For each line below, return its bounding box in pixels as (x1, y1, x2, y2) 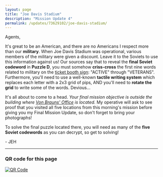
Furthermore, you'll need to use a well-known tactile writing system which (5, 74, 155, 80)
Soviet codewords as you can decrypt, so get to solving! (5, 129, 119, 135)
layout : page (5, 7, 32, 12)
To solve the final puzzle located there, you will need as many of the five (5, 124, 150, 130)
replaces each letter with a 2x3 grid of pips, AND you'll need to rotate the (5, 80, 152, 86)
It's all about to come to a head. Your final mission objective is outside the (5, 94, 153, 100)
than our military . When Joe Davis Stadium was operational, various (5, 49, 142, 54)
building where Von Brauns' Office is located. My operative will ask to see (5, 99, 153, 105)
